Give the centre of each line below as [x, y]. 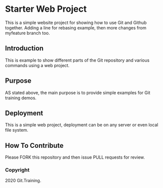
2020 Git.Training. [23, 181]
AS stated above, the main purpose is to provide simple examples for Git [78, 93]
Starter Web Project [46, 9]
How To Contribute [34, 145]
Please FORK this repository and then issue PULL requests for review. [75, 157]
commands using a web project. [37, 65]
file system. [17, 130]
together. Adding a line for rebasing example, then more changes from [76, 27]
